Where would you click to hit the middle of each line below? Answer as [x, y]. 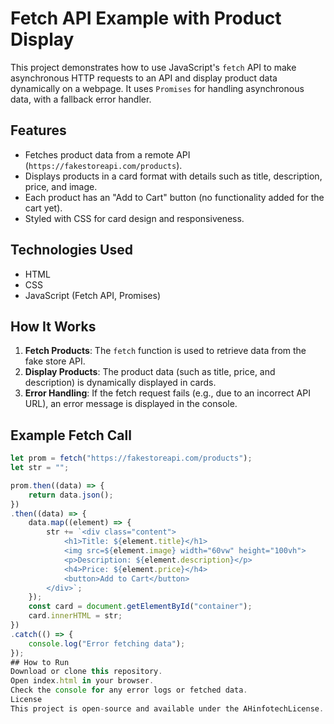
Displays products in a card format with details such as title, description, [173, 176]
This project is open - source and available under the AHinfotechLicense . [167, 708]
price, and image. [61, 186]
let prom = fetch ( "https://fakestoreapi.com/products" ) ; [131, 458]
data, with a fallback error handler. [81, 99]
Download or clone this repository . [86, 672]
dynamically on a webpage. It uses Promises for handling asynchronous [157, 88]
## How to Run [40, 662]
